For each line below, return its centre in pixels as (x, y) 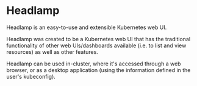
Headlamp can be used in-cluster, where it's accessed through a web (94, 64)
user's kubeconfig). (31, 76)
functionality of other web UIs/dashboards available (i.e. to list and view (96, 45)
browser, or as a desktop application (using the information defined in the (99, 70)
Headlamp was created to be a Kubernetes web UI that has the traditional (99, 39)
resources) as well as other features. (52, 51)
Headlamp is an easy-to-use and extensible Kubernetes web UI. (87, 27)
